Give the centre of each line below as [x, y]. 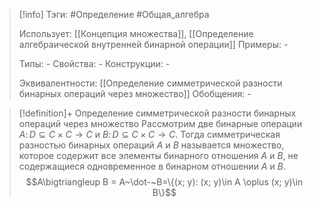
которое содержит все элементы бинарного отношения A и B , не [158, 155]
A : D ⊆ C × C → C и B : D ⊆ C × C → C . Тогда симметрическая [149, 134]
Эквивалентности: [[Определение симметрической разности [150, 83]
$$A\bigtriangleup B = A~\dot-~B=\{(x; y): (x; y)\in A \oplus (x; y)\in [164, 182]
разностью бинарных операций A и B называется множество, [151, 145]
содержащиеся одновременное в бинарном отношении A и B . [152, 166]
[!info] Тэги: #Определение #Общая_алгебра [114, 14]
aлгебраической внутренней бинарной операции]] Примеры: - [153, 44]
